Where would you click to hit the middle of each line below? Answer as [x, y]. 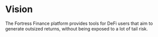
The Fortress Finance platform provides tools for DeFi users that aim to [79, 23]
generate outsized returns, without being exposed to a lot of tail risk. [76, 28]
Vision [19, 9]
